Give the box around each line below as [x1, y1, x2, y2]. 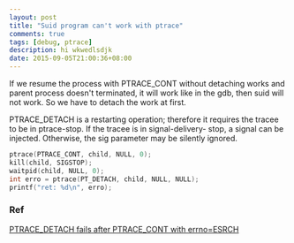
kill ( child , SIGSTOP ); [9, 158, 93, 167]
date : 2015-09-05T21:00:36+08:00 [9, 54, 132, 63]
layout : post [9, 12, 57, 22]
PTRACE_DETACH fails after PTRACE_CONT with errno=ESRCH [9, 224, 239, 234]
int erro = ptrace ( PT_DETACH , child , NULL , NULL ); [9, 174, 200, 184]
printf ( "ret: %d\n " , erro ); [9, 183, 113, 192]
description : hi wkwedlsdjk [9, 46, 113, 55]
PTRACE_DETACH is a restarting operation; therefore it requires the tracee [9, 114, 280, 125]
